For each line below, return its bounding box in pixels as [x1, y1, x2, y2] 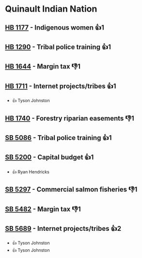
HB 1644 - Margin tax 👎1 [5, 62, 81, 71]
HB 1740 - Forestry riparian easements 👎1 [5, 114, 134, 122]
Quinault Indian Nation [5, 3, 97, 15]
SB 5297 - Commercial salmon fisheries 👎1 [5, 186, 138, 194]
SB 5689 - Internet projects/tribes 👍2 [5, 224, 122, 233]
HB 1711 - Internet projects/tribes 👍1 [5, 82, 116, 90]
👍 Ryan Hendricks [12, 169, 49, 174]
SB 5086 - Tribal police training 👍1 [5, 134, 112, 142]
